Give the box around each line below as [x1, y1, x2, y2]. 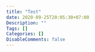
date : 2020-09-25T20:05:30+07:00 [6, 14, 90, 20]
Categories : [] [6, 31, 44, 37]
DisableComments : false [6, 36, 66, 42]
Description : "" [6, 20, 47, 26]
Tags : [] [6, 25, 28, 32]
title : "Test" [6, 8, 42, 15]
